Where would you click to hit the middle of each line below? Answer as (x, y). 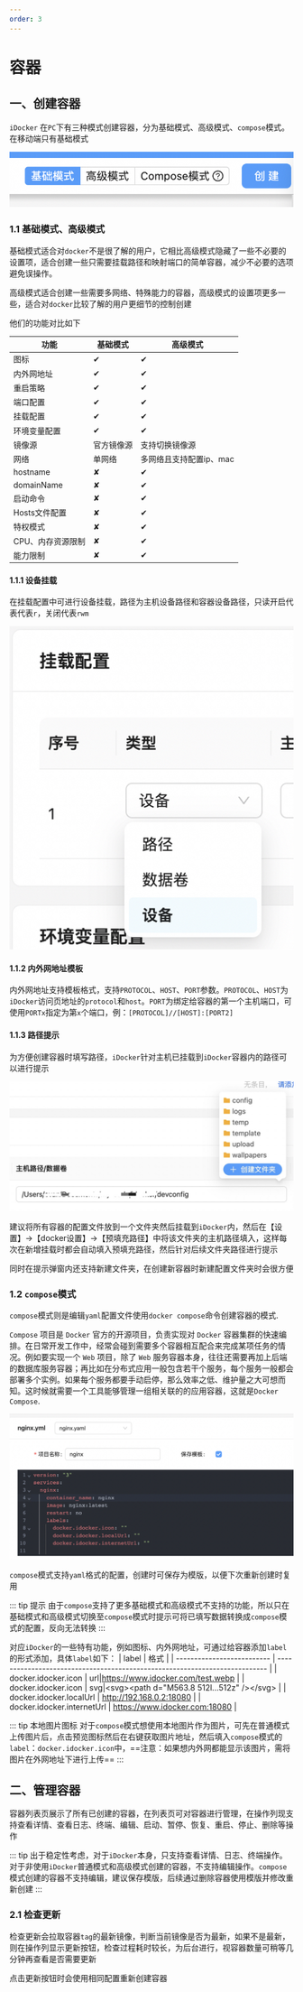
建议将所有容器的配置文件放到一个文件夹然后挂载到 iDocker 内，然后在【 (142, 1227)
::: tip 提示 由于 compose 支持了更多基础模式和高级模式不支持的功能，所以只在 (150, 1605)
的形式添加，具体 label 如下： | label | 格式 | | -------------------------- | (142, 1658)
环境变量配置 (37, 431)
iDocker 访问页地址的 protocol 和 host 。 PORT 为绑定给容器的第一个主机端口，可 (151, 1001)
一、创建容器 (45, 104)
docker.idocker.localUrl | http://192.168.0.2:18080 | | (105, 1697)
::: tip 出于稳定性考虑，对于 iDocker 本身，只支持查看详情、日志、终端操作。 (148, 1856)
